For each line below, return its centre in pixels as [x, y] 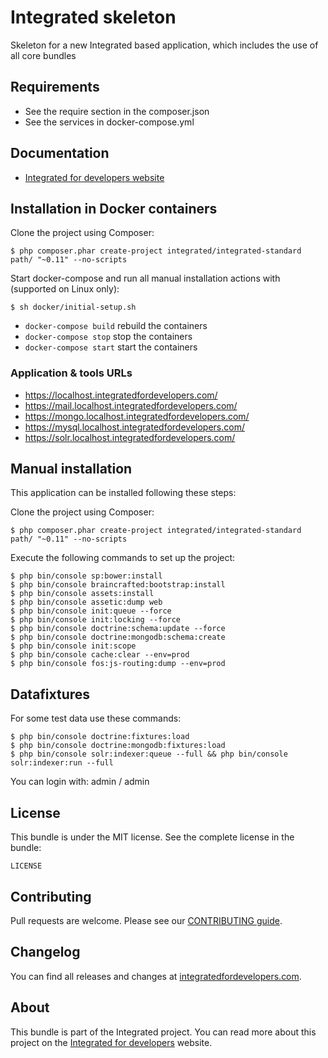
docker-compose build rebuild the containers [116, 326]
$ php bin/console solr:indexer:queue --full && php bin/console [149, 754]
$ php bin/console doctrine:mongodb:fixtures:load [118, 746]
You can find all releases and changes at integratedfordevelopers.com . [156, 976]
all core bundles [43, 55]
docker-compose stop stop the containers [108, 337]
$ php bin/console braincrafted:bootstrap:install [118, 585]
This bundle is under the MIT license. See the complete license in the [152, 837]
